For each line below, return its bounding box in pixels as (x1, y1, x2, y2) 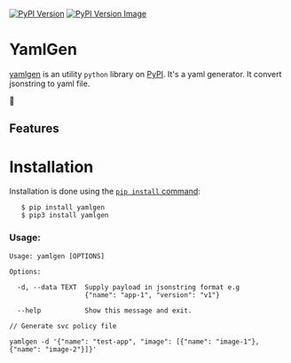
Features (9, 121, 59, 137)
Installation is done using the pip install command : (9, 186, 201, 197)
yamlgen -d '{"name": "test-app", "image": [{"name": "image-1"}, (9, 337, 260, 346)
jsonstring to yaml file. (9, 78, 90, 89)
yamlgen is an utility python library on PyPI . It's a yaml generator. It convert (9, 68, 282, 79)
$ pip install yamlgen (20, 203, 105, 212)
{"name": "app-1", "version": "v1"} (84, 290, 220, 299)
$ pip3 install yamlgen (20, 211, 109, 220)
